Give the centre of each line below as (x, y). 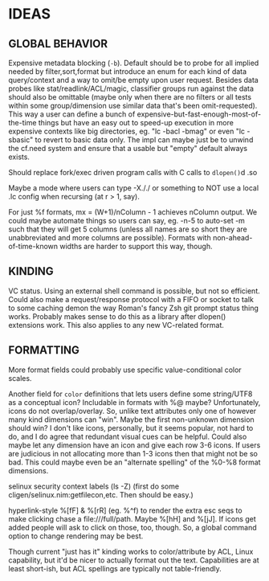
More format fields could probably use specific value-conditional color (125, 370)
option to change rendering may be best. (76, 536)
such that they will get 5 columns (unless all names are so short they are (128, 229)
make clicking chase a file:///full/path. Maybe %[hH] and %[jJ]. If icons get (132, 518)
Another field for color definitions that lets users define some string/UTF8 (130, 394)
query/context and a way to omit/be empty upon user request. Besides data (133, 80)
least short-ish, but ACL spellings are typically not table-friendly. (115, 568)
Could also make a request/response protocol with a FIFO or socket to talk (131, 299)
